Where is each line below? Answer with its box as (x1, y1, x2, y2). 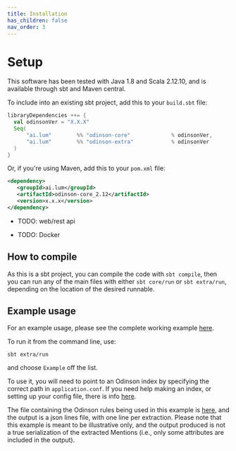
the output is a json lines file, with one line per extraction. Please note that (7, 414, 222, 422)
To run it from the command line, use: (7, 337, 116, 346)
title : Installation (7, 10, 68, 18)
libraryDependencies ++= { (7, 112, 87, 119)
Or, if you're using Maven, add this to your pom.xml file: (7, 164, 166, 173)
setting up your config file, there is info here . (7, 392, 137, 401)
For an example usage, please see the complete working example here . (7, 324, 215, 332)
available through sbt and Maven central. (7, 85, 126, 93)
